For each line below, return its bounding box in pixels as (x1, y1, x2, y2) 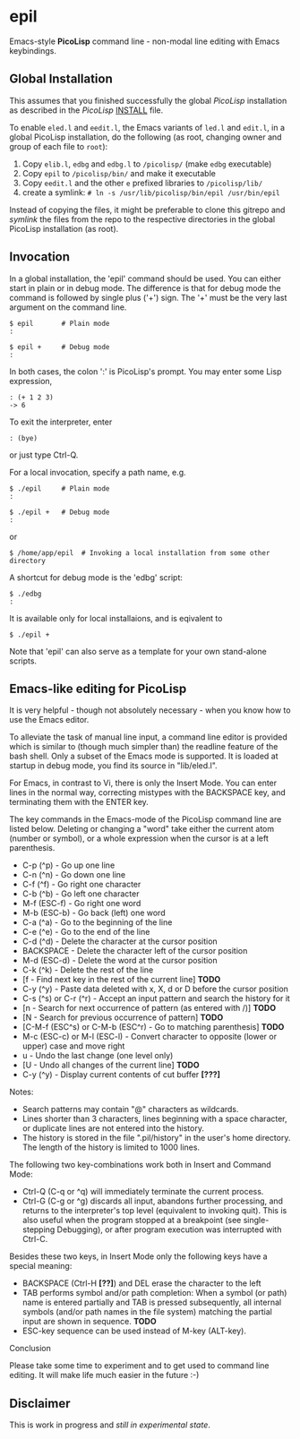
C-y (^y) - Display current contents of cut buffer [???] (21, 1069, 221, 1080)
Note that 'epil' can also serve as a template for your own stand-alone (9, 646, 267, 656)
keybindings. (9, 45, 56, 56)
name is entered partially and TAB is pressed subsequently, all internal (21, 1297, 282, 1308)
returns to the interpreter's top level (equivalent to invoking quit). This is (21, 1205, 287, 1216)
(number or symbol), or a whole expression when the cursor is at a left (9, 833, 269, 844)
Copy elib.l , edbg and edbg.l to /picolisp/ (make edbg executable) (21, 158, 272, 169)
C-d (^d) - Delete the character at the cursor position (21, 936, 218, 946)
